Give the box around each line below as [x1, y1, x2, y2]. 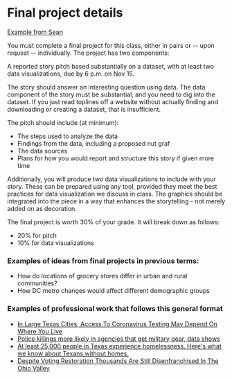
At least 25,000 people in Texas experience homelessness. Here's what [17, 342, 222, 350]
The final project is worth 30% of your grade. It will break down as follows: [7, 217, 220, 226]
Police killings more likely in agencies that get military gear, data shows [17, 335, 220, 343]
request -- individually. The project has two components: [7, 49, 170, 57]
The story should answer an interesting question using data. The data [7, 83, 206, 91]
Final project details [7, 5, 123, 21]
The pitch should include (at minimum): [7, 118, 119, 126]
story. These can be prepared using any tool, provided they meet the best [7, 182, 217, 190]
